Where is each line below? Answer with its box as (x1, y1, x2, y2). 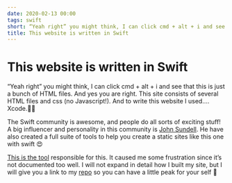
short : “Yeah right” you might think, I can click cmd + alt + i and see (7, 23, 226, 30)
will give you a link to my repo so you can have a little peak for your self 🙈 (7, 168, 217, 177)
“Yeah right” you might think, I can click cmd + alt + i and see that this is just (7, 82, 225, 91)
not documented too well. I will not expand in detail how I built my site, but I (7, 161, 222, 169)
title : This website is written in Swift (7, 29, 129, 37)
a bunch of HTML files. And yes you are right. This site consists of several (7, 89, 219, 98)
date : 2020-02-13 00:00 (7, 10, 76, 17)
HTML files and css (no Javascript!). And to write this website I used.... (7, 97, 210, 105)
